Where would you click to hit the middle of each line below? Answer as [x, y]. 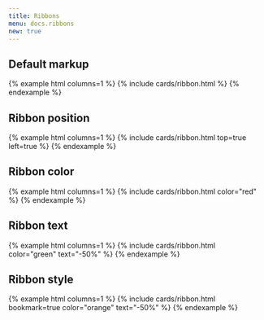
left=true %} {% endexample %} [63, 146]
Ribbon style [41, 280]
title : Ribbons [34, 16]
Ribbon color [41, 172]
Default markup [49, 64]
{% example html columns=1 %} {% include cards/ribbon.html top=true [128, 138]
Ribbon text [38, 226]
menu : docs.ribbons [41, 24]
